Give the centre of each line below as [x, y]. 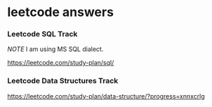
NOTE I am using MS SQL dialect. [55, 49]
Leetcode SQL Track [42, 34]
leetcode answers [61, 12]
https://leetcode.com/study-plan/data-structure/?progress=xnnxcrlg [106, 96]
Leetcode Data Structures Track [63, 81]
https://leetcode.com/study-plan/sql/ [61, 63]
